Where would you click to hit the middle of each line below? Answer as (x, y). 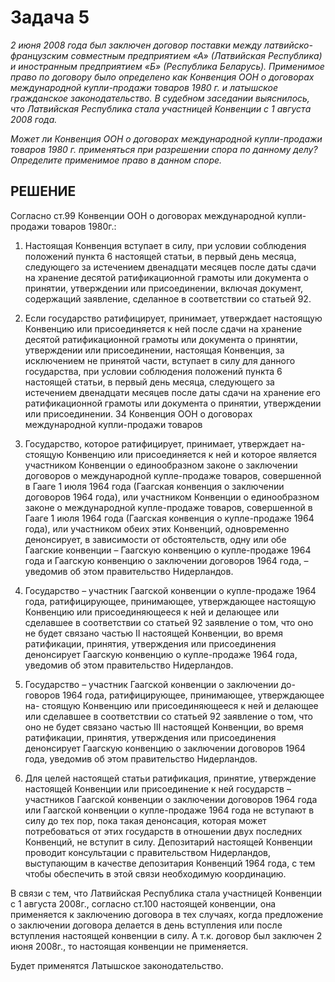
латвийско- (288, 45)
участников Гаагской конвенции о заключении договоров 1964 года (171, 799)
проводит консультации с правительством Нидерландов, (147, 852)
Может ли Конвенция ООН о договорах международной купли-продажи (166, 138)
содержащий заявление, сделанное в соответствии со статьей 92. (168, 298)
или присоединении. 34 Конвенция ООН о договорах (138, 413)
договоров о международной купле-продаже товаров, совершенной (173, 475)
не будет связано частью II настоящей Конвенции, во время (153, 633)
